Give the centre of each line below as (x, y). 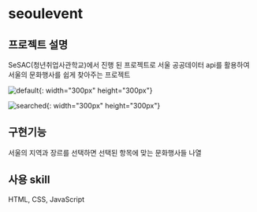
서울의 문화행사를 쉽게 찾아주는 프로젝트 (69, 75)
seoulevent (46, 14)
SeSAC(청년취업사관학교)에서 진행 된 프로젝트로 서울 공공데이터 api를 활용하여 (129, 65)
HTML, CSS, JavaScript (47, 199)
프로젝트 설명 (38, 44)
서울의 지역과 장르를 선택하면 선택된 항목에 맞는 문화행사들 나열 (105, 152)
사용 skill (29, 180)
